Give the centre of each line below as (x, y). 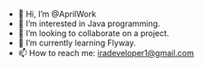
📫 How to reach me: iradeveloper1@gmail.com (106, 53)
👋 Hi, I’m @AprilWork (57, 14)
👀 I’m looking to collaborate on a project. (93, 33)
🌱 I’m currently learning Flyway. (77, 43)
